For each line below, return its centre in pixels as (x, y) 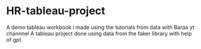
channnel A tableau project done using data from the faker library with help (99, 33)
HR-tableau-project (56, 11)
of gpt (14, 40)
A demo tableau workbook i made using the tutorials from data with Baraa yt (100, 27)
